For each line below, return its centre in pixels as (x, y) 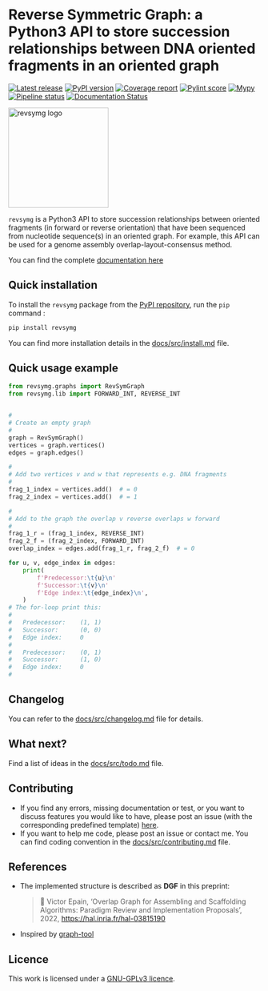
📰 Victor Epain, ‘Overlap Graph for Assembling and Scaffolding (143, 901)
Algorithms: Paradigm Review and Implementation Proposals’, (141, 910)
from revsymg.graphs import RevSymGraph (77, 387)
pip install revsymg (43, 327)
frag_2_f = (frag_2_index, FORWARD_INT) (77, 541)
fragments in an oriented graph (114, 66)
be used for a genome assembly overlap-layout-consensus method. (120, 244)
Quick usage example (63, 369)
